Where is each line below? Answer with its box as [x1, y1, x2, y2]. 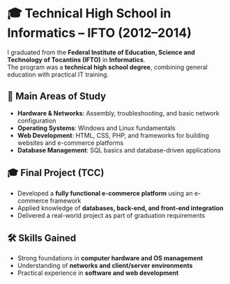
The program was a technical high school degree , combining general [7, 63, 208, 71]
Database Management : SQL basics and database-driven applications [17, 145, 221, 154]
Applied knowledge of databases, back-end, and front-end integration [17, 203, 224, 212]
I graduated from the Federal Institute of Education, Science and [7, 48, 195, 56]
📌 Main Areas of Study [7, 90, 107, 102]
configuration [17, 116, 56, 125]
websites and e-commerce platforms [17, 139, 124, 147]
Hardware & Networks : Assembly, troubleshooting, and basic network [17, 109, 220, 117]
